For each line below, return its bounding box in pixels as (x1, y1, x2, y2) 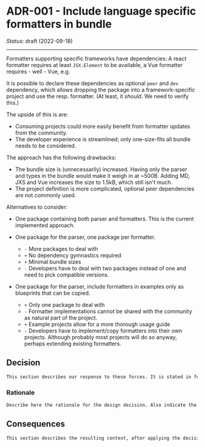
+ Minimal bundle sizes (24, 258, 81, 266)
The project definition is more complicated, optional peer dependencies (15, 185, 195, 192)
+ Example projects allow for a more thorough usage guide (24, 320, 171, 328)
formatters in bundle (6, 17, 112, 31)
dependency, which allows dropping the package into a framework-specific (6, 86, 195, 93)
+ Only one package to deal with (24, 301, 105, 308)
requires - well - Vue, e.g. (6, 68, 70, 75)
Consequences (6, 419, 66, 429)
